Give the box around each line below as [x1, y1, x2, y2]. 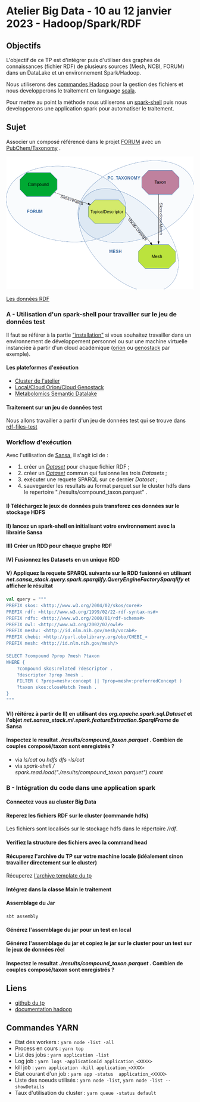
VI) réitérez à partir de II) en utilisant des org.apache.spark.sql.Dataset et [6, 710, 192, 717]
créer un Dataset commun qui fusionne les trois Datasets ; [23, 470, 168, 477]
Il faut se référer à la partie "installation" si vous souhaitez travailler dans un [6, 331, 192, 338]
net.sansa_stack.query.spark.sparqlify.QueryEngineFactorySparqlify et [6, 576, 190, 583]
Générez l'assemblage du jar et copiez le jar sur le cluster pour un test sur [6, 940, 192, 947]
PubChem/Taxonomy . [6, 144, 61, 152]
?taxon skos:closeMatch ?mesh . [17, 685, 97, 691]
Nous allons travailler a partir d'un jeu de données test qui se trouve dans [6, 417, 186, 424]
